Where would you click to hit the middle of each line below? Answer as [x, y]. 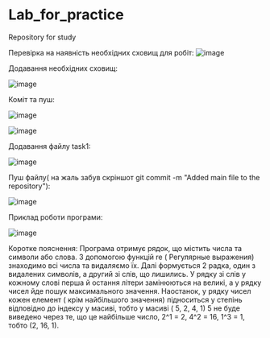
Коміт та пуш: [31, 99]
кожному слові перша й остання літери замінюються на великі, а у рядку [135, 282]
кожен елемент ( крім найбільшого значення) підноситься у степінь [125, 299]
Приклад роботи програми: [56, 217]
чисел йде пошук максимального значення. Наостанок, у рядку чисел [130, 291]
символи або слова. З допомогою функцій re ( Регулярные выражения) [131, 257]
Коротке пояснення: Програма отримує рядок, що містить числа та [125, 248]
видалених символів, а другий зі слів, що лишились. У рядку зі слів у [127, 274]
